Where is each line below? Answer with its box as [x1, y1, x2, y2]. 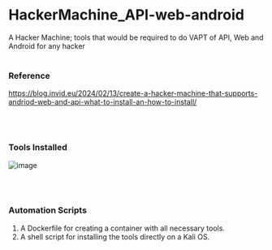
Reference [8, 70, 50, 81]
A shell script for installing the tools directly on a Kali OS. [19, 231, 210, 241]
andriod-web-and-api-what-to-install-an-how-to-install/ [8, 97, 197, 107]
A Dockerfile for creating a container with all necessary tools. [19, 223, 226, 233]
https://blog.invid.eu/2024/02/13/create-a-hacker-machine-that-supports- [8, 88, 258, 98]
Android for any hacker [8, 41, 85, 50]
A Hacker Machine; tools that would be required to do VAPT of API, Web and [8, 32, 264, 42]
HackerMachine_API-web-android [8, 6, 245, 24]
